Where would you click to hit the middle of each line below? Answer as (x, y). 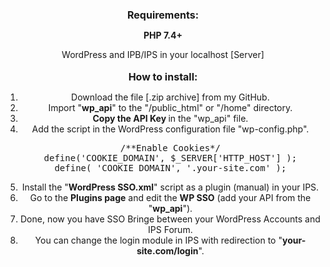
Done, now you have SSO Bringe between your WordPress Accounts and (170, 219)
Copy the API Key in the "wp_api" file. (170, 118)
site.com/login (167, 251)
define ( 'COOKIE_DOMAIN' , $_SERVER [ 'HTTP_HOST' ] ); (170, 158)
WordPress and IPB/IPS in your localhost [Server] (163, 54)
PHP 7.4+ (163, 35)
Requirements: (163, 15)
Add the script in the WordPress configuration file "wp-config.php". (170, 129)
